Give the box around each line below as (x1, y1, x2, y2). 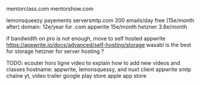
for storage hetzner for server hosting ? (6, 48, 104, 55)
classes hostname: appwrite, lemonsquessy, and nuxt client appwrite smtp (6, 66, 192, 73)
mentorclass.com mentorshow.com (6, 5, 93, 12)
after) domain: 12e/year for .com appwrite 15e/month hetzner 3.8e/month (6, 24, 188, 30)
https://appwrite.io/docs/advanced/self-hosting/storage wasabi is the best (6, 42, 192, 48)
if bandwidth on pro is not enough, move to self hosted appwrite (6, 35, 166, 42)
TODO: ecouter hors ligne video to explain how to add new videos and (6, 60, 181, 66)
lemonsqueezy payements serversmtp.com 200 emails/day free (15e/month (6, 17, 195, 24)
